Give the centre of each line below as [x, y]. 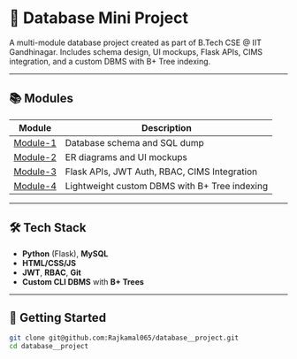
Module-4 [35, 186]
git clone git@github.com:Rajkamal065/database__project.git [124, 338]
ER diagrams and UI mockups [126, 157]
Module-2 [35, 157]
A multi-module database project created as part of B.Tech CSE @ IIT [136, 42]
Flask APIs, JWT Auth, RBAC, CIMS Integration [161, 172]
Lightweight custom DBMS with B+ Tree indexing [167, 186]
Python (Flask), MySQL [65, 253]
